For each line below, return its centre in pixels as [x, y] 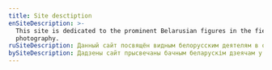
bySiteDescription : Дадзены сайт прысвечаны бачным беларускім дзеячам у [136, 53]
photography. [38, 38]
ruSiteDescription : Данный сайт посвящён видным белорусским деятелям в [134, 46]
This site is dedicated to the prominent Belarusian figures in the [134, 31]
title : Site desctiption [50, 16]
